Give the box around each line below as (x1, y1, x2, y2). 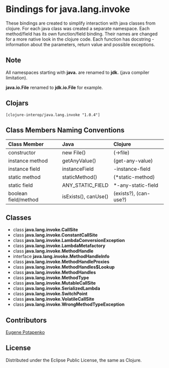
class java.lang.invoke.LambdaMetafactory (13, 242, 106, 249)
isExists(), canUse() (62, 193, 109, 200)
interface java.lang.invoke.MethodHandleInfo (13, 254, 110, 260)
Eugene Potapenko (6, 329, 45, 335)
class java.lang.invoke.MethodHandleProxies (13, 259, 110, 265)
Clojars (6, 99, 29, 107)
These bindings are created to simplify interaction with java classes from (6, 20, 156, 26)
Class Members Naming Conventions (6, 126, 125, 134)
